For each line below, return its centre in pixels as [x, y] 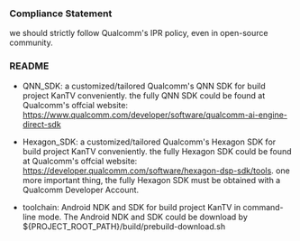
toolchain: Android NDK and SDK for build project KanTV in [132, 207]
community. [31, 42]
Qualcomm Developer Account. [81, 190]
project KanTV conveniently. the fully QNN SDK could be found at [144, 95]
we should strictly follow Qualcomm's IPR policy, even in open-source [139, 33]
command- [263, 207]
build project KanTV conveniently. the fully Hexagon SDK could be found [157, 151]
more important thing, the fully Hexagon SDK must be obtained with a [151, 180]
